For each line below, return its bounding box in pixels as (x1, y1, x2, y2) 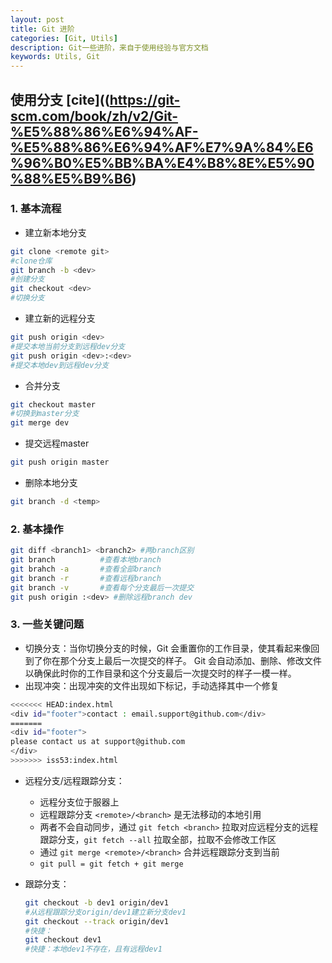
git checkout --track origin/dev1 (24, 916, 169, 926)
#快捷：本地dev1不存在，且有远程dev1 (24, 944, 163, 955)
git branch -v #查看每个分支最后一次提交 (10, 582, 195, 593)
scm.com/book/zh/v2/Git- (10, 107, 179, 125)
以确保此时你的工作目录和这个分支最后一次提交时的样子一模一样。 (24, 667, 297, 679)
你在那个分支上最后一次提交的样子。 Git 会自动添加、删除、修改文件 (42, 654, 323, 666)
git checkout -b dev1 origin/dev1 (24, 897, 169, 908)
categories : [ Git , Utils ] (10, 33, 118, 43)
